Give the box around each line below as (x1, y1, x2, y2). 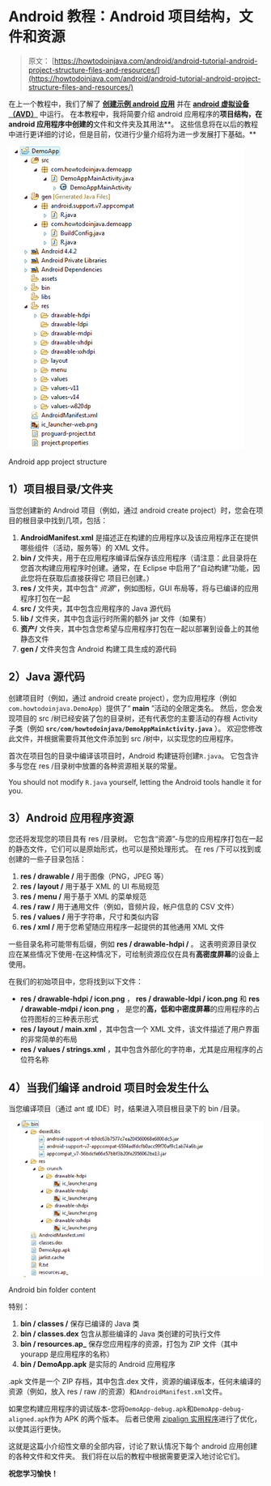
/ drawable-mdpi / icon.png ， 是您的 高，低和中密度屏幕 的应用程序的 (19, 1004, 253, 1014)
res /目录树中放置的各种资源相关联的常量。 (38, 760, 182, 770)
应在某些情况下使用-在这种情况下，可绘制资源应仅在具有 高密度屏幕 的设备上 (8, 949, 260, 960)
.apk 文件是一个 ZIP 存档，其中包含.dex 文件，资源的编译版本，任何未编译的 (8, 1377, 261, 1386)
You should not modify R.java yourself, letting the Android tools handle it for (8, 777, 262, 786)
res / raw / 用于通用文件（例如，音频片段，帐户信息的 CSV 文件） (19, 902, 239, 912)
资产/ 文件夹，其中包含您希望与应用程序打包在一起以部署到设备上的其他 (19, 624, 260, 633)
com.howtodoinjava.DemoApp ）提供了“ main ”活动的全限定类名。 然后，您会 (8, 703, 256, 713)
